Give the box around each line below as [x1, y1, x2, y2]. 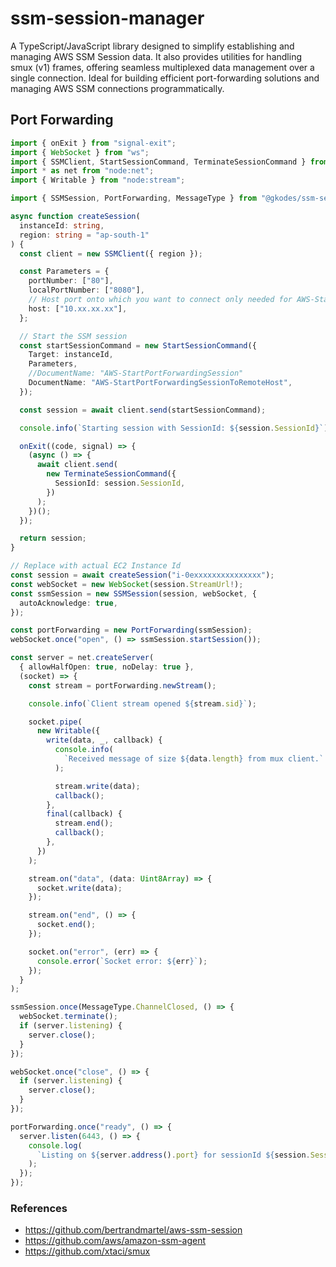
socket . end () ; [36, 920, 97, 930]
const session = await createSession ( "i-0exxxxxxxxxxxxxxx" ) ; [10, 570, 275, 580]
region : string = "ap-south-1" [19, 230, 150, 240]
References [10, 1201, 68, 1215]
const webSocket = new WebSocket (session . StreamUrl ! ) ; [10, 579, 244, 589]
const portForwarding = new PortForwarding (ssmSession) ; [10, 625, 253, 636]
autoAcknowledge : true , [19, 598, 118, 608]
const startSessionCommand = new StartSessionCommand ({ [19, 340, 257, 351]
